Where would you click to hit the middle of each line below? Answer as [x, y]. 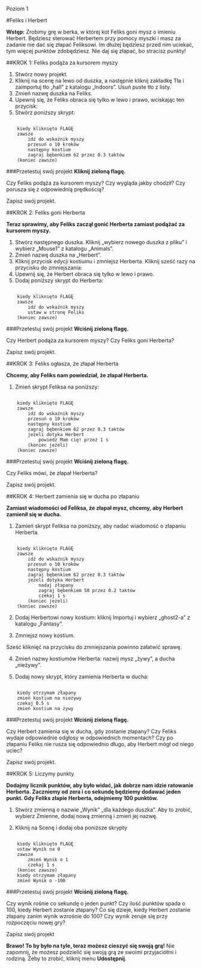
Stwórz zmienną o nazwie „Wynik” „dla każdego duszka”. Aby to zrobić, [103, 810]
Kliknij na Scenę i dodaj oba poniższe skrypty [71, 828]
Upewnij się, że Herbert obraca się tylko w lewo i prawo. [85, 274]
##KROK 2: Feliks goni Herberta [46, 213]
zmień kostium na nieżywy [49, 698]
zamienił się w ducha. [34, 514]
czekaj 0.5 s [33, 704]
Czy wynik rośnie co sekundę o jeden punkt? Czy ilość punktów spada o [96, 903]
